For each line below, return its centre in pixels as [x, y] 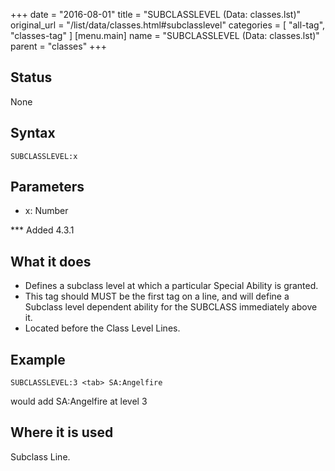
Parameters [47, 187]
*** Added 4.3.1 [42, 230]
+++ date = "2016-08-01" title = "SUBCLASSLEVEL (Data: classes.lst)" [156, 14]
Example [38, 359]
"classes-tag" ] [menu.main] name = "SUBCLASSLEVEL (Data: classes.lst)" [165, 35]
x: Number [46, 211]
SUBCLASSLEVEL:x [44, 156]
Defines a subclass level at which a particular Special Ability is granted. [171, 286]
